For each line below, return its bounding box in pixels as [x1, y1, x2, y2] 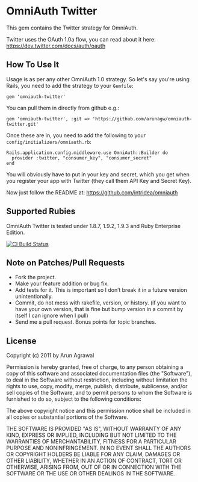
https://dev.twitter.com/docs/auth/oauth [6, 42, 106, 49]
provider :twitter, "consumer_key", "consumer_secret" [11, 155, 152, 161]
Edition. [6, 229, 25, 236]
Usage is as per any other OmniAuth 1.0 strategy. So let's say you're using [6, 75, 190, 82]
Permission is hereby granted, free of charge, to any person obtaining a [6, 363, 184, 371]
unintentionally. [14, 293, 53, 300]
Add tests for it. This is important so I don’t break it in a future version [14, 286, 188, 294]
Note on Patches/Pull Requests [6, 258, 125, 268]
